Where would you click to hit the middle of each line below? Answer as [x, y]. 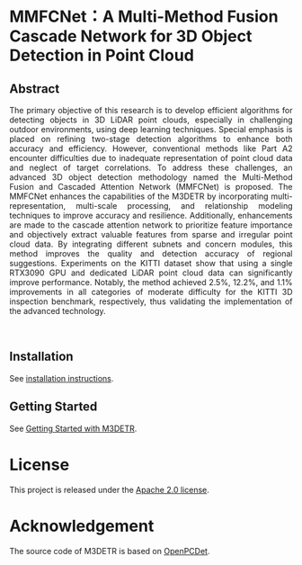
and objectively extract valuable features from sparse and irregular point [151, 234]
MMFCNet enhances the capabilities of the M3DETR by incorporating [139, 196]
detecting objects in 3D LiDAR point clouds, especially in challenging [151, 120]
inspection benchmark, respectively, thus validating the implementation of [151, 301]
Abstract [35, 89]
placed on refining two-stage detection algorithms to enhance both [151, 139]
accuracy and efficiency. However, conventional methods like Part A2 [151, 148]
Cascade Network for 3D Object [131, 36]
